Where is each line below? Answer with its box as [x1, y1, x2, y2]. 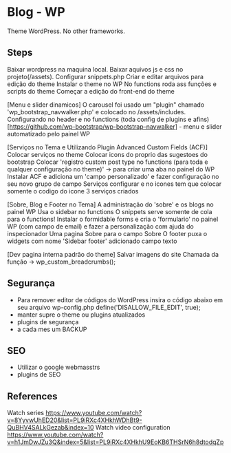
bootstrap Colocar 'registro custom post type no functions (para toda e [7, 158, 208, 166]
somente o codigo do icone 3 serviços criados [7, 187, 139, 195]
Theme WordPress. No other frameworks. [7, 27, 126, 35]
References [7, 390, 58, 402]
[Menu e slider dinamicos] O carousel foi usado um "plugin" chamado [7, 101, 205, 109]
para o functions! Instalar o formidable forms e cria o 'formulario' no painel [7, 215, 219, 223]
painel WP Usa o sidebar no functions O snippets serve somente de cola [7, 207, 212, 215]
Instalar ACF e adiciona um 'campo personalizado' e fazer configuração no [7, 172, 219, 180]
